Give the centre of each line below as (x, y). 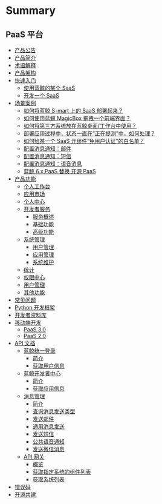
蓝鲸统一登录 (39, 351)
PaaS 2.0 (35, 336)
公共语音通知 (48, 442)
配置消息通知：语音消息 (53, 164)
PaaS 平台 (24, 34)
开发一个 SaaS (41, 95)
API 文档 (25, 343)
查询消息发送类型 (54, 411)
